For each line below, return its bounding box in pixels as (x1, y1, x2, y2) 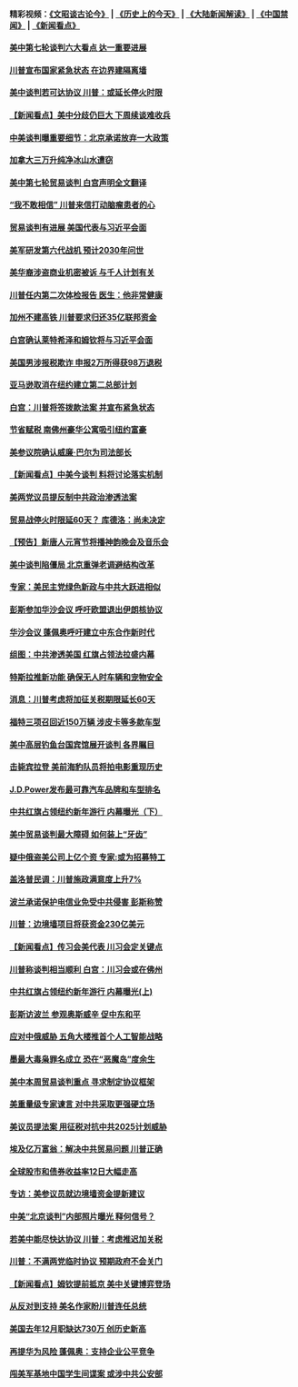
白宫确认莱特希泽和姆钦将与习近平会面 (9, 334, 153, 345)
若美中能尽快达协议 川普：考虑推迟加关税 (9, 1233, 164, 1244)
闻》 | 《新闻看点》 (9, 19, 80, 31)
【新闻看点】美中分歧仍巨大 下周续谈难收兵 (9, 109, 171, 120)
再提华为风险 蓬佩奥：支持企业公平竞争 (9, 1345, 155, 1357)
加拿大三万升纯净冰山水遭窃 (9, 154, 114, 165)
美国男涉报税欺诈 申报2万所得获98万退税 (9, 357, 163, 368)
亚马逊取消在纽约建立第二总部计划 (9, 380, 137, 391)
